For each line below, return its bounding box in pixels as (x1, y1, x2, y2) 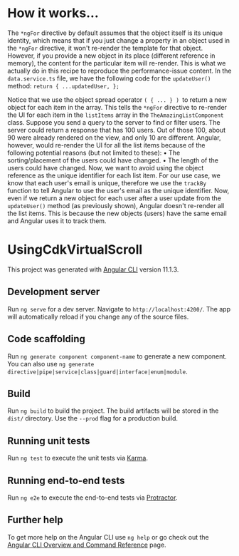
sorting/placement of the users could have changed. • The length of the (7, 155, 219, 165)
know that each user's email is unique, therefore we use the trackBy (7, 178, 207, 187)
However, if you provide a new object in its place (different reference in (7, 51, 216, 60)
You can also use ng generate (7, 359, 95, 368)
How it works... (7, 5, 100, 21)
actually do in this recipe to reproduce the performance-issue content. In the (7, 66, 232, 75)
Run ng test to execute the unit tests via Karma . (7, 454, 148, 463)
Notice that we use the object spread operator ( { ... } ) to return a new (7, 95, 228, 104)
